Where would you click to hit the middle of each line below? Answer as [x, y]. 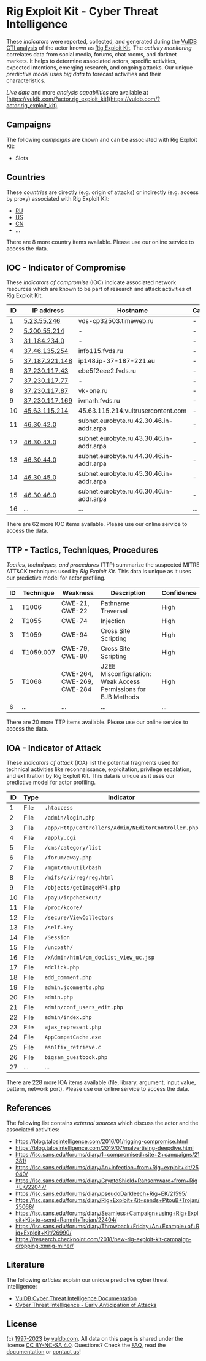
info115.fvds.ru [101, 351]
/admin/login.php [70, 818]
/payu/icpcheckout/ [73, 898]
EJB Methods [120, 697]
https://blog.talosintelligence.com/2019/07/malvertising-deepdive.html [105, 1148]
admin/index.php [68, 1017]
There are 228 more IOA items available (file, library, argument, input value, [101, 1082]
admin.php [59, 997]
